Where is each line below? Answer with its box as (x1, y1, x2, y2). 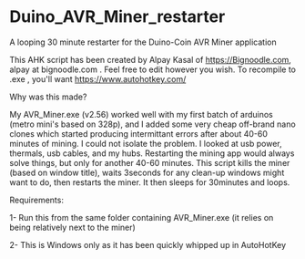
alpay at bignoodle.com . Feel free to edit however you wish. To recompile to (9, 64, 296, 75)
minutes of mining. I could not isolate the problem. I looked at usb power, (9, 138, 282, 149)
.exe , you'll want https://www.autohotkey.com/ (9, 73, 187, 84)
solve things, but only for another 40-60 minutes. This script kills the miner (9, 157, 290, 168)
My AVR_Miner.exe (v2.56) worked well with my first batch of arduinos (9, 109, 273, 119)
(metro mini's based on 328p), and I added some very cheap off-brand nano (9, 119, 296, 129)
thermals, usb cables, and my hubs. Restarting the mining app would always (9, 148, 295, 159)
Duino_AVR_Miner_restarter (9, 6, 226, 27)
